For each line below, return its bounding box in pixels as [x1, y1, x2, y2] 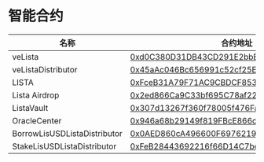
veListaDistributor [12, 64, 78, 75]
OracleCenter [12, 115, 62, 126]
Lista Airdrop [12, 90, 60, 101]
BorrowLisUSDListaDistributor [12, 127, 123, 138]
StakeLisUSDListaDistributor [12, 141, 117, 152]
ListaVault [12, 102, 49, 113]
